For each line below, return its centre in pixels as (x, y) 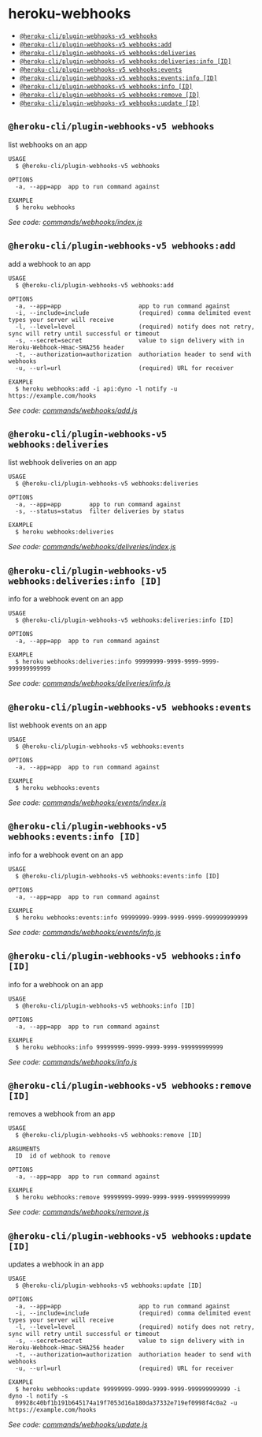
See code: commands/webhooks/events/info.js (85, 932)
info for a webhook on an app (56, 984)
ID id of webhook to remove (63, 1156)
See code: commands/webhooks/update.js (78, 1424)
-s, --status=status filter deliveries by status (100, 511)
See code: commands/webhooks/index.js (76, 222)
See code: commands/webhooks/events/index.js (87, 803)
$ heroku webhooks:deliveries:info (74, 662)
